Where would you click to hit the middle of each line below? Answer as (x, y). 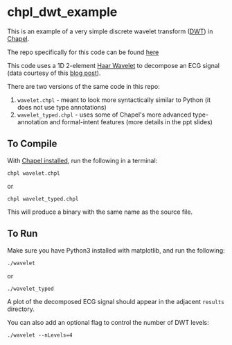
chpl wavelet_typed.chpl (43, 199)
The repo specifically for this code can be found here (83, 52)
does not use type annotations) (62, 107)
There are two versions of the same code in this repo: (84, 86)
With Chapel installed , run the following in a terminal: (82, 160)
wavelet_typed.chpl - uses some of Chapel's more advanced (104, 115)
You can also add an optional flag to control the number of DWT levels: (108, 322)
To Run (23, 234)
